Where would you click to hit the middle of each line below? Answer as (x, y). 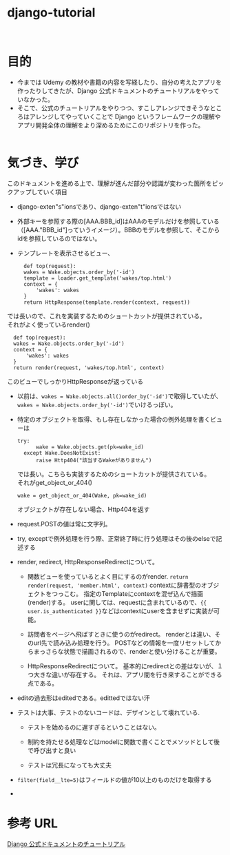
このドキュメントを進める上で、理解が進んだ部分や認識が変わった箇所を (109, 183)
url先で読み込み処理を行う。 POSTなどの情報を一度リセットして (124, 643)
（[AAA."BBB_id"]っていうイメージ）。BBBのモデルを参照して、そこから (118, 229)
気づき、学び (43, 163)
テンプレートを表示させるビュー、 (65, 253)
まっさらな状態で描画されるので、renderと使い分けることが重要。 (127, 651)
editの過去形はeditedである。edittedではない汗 (83, 698)
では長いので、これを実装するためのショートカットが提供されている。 (107, 316)
